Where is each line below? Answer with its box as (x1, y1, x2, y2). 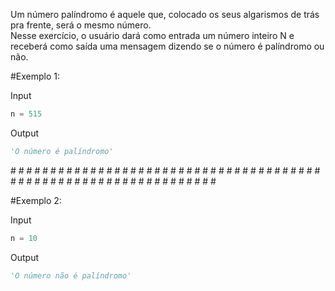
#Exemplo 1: (10, 70, 61, 82)
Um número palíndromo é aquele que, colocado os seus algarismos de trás (10, 9, 320, 20)
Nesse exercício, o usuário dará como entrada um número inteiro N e (10, 30, 295, 41)
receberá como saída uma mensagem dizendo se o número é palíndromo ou (10, 40, 325, 52)
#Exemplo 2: (10, 194, 62, 206)
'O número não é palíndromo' (10, 270, 132, 281)
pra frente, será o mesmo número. (10, 19, 152, 31)
